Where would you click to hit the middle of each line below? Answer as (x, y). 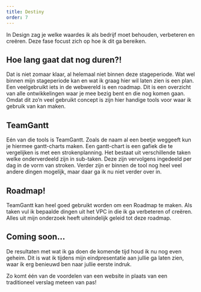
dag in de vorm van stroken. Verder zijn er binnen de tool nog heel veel (94, 166)
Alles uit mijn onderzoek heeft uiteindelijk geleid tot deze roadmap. (89, 218)
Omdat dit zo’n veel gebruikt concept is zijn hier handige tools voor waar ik (99, 100)
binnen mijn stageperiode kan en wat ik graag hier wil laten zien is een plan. (100, 81)
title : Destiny (25, 12)
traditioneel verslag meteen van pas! (51, 282)
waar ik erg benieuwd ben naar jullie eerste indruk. (69, 264)
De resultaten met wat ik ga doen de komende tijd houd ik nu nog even (94, 251)
